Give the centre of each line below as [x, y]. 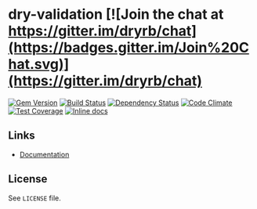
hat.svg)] [39, 65]
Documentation [44, 154]
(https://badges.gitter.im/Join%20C [128, 48]
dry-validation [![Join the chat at [116, 14]
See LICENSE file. [34, 198]
